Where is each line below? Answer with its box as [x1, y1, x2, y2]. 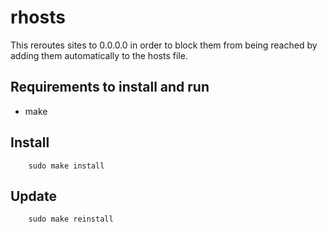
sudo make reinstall [28, 214, 114, 225]
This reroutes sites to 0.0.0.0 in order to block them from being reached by [10, 39, 318, 51]
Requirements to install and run [10, 79, 210, 96]
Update [10, 187, 58, 205]
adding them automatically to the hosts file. [10, 49, 188, 61]
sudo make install [28, 161, 105, 171]
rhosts [10, 6, 66, 29]
